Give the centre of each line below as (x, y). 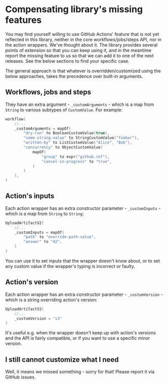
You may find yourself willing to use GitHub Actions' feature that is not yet (82, 34)
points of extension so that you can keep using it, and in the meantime (78, 50)
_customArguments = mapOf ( (43, 128)
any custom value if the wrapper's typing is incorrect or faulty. (70, 266)
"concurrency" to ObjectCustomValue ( (63, 147)
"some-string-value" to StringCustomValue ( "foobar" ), (81, 138)
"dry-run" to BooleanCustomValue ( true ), (67, 133)
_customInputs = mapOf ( (39, 232)
